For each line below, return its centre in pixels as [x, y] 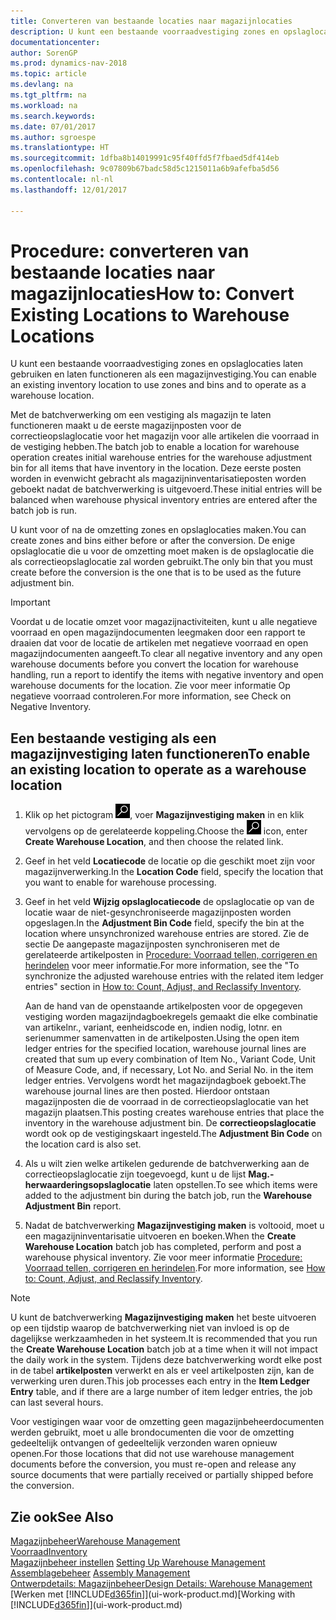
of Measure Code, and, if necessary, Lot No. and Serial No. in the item [169, 1070]
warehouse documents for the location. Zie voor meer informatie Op [150, 686]
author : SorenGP [44, 53]
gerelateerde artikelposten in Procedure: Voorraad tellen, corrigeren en [171, 955]
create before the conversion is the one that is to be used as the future [156, 572]
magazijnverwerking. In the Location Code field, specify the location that [174, 872]
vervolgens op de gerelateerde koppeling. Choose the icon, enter [166, 831]
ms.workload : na [44, 105]
